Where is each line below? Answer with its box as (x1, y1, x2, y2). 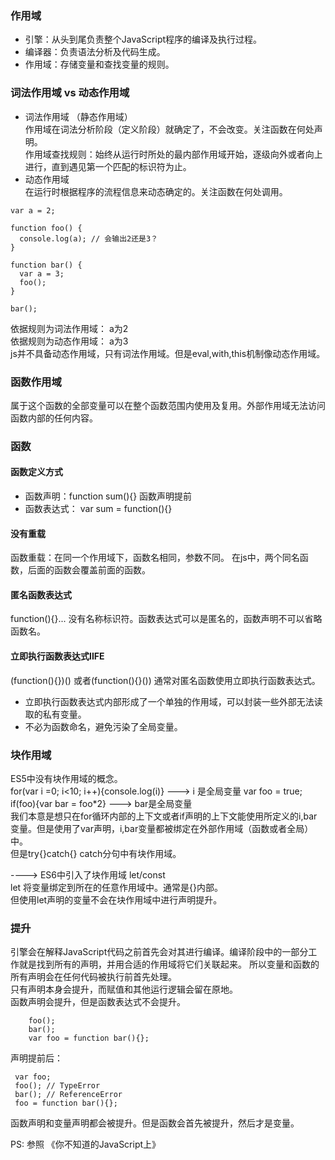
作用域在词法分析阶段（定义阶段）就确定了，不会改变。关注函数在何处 (24, 123, 315, 135)
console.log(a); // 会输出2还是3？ (19, 233, 159, 244)
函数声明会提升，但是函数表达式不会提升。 (10, 996, 186, 1008)
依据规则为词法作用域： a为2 (10, 322, 129, 334)
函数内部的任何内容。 (10, 412, 98, 424)
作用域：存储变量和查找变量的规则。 (24, 58, 175, 71)
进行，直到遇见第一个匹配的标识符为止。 (24, 160, 192, 172)
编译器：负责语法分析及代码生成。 (24, 46, 166, 58)
